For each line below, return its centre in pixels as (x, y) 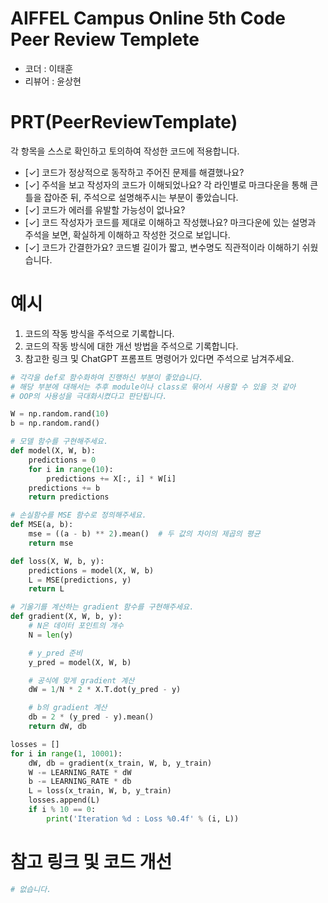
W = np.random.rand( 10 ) (60, 414)
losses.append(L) (64, 800)
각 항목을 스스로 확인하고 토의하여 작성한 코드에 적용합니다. (125, 151)
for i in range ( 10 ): (71, 469)
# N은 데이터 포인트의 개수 (76, 626)
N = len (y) (51, 635)
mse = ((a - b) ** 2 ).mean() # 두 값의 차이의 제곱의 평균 (144, 534)
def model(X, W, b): (53, 451)
